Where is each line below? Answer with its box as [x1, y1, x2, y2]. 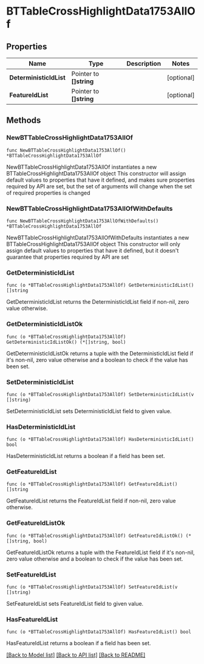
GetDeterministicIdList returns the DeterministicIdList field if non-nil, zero [6, 298, 189, 306]
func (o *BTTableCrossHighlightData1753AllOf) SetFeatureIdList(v [6, 584, 178, 590]
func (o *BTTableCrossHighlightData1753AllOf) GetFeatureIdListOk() [6, 533, 183, 539]
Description [126, 60, 161, 67]
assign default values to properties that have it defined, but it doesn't [6, 247, 179, 254]
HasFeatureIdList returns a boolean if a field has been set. [6, 640, 151, 647]
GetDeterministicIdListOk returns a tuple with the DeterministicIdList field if [6, 349, 194, 357]
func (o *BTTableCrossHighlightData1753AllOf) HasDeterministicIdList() [6, 436, 194, 443]
